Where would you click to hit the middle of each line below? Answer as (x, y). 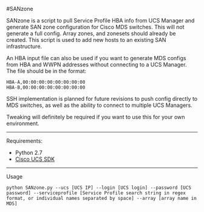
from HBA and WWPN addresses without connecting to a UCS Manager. (97, 64)
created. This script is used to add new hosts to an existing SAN (86, 40)
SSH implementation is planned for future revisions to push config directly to (102, 99)
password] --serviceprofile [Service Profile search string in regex (96, 193)
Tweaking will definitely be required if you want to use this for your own (96, 117)
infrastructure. (24, 46)
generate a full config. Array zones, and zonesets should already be (91, 33)
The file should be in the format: (46, 71)
